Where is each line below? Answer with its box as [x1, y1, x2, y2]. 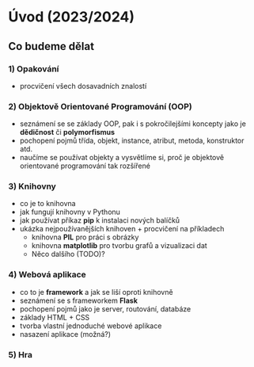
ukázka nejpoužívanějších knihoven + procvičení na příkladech [19, 224, 225, 234]
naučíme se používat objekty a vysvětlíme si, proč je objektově [19, 153, 224, 162]
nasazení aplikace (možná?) [19, 329, 112, 338]
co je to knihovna [19, 199, 77, 208]
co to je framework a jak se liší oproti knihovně [19, 287, 173, 296]
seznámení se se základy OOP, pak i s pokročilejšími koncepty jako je [19, 119, 247, 128]
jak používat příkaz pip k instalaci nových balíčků [19, 216, 180, 225]
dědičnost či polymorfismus [19, 128, 116, 137]
